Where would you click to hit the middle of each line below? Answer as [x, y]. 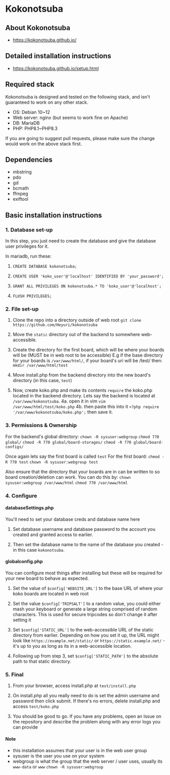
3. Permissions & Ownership [41, 426]
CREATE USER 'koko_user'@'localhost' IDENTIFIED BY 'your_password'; [88, 276]
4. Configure [21, 496]
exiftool [21, 199]
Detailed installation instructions [58, 56]
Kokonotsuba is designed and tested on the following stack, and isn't [78, 97]
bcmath [21, 188]
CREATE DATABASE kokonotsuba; [45, 267]
